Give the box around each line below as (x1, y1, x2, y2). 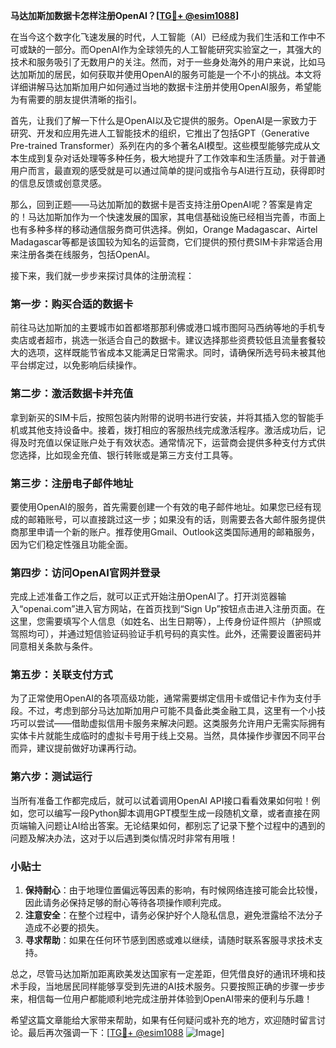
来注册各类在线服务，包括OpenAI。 (10, 249, 156, 260)
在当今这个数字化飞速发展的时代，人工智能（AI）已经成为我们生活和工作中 (10, 31, 317, 43)
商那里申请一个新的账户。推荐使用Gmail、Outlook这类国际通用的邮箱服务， (10, 525, 320, 538)
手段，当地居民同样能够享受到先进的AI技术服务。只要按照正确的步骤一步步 (18, 980, 326, 993)
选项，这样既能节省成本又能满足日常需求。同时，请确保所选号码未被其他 (27, 347, 326, 359)
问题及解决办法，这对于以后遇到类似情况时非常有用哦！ (10, 832, 238, 844)
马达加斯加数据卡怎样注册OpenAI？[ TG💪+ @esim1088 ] (10, 10, 240, 21)
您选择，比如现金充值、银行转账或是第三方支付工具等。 (10, 449, 238, 461)
